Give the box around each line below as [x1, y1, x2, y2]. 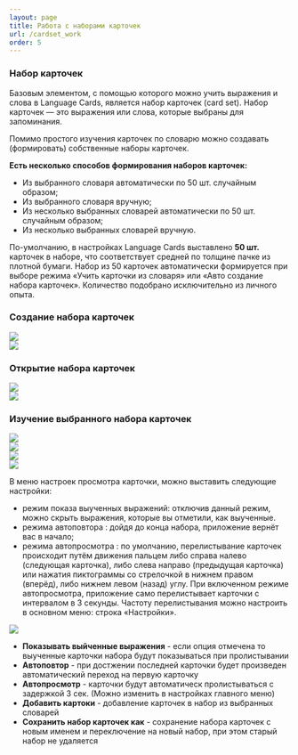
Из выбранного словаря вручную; [21, 196, 152, 207]
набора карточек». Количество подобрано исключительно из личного [9, 280, 278, 290]
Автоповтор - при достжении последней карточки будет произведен [21, 660, 287, 670]
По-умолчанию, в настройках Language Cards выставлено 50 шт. [9, 241, 260, 252]
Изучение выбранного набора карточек [9, 413, 192, 426]
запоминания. [9, 116, 62, 126]
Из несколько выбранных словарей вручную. [21, 224, 197, 235]
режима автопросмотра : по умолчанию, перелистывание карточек [21, 540, 282, 552]
